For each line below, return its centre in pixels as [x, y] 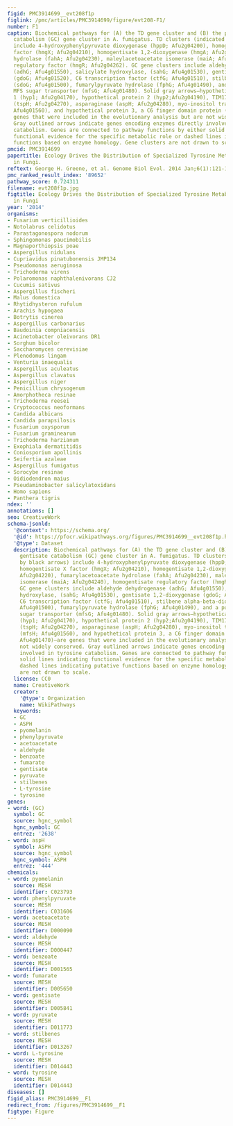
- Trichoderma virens [38, 272]
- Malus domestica [34, 298]
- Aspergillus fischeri [42, 291]
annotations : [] [31, 511]
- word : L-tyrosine [35, 1053]
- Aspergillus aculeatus [43, 369]
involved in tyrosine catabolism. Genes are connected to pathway [118, 653]
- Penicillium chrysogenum [46, 388]
